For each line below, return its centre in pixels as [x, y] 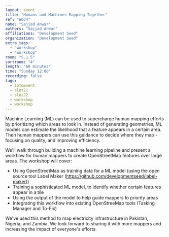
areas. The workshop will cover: [39, 161]
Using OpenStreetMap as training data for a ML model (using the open [86, 171]
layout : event [20, 10]
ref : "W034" [18, 19]
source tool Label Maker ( [39, 176]
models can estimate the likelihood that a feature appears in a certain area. [83, 129]
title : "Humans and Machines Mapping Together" [57, 15]
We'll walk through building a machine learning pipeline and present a [78, 150]
